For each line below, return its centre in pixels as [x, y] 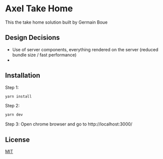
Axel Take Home [39, 9]
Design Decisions [33, 38]
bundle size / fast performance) [44, 55]
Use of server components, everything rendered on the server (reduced [85, 49]
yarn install [18, 96]
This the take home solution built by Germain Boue [56, 22]
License [17, 140]
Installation [23, 76]
